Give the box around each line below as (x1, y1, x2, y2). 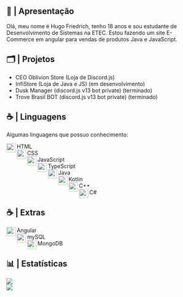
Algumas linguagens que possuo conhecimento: (6, 131, 128, 138)
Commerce (6, 35, 35, 43)
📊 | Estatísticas (6, 258, 68, 269)
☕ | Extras (6, 207, 45, 218)
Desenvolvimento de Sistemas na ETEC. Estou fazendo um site (6, 29, 166, 36)
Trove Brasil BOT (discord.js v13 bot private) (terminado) (15, 93, 158, 100)
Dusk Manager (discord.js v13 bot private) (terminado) (15, 87, 152, 94)
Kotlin (68, 176, 83, 183)
